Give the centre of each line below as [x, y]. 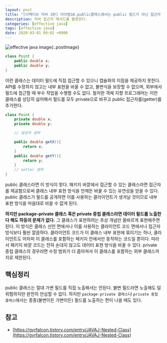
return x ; [33, 147]
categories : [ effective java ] [37, 24]
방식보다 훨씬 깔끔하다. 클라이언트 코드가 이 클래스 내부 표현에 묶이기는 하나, [79, 233]
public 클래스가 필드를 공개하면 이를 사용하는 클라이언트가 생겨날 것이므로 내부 [81, 197]
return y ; [33, 161]
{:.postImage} [66, 47]
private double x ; [33, 119]
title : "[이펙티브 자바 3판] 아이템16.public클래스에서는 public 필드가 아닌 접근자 [83, 14]
